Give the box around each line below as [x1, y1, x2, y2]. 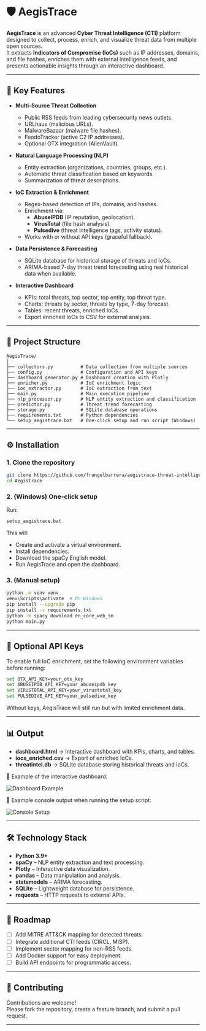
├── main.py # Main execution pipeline [6, 390, 150, 396]
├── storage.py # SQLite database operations [6, 406, 158, 413]
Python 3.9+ [15, 852, 48, 859]
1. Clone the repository [6, 458, 75, 466]
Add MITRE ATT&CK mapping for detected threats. [15, 931, 143, 938]
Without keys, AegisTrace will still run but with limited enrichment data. [6, 704, 185, 712]
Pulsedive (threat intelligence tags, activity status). [33, 226, 162, 234]
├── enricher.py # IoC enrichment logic [6, 380, 141, 386]
